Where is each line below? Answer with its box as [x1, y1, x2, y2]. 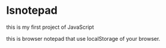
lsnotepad [6, 4, 58, 17]
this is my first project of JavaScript [6, 23, 94, 31]
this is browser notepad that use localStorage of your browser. [6, 35, 161, 42]
